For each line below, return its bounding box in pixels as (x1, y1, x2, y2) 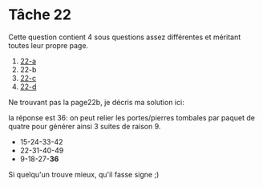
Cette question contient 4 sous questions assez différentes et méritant (8, 32, 241, 42)
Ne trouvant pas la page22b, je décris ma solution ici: (8, 97, 184, 107)
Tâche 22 (8, 6, 72, 24)
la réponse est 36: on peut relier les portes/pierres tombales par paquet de (8, 112, 255, 122)
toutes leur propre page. (8, 40, 89, 50)
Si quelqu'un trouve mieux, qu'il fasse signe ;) (8, 169, 160, 179)
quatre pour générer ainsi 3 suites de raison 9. (8, 121, 161, 131)
